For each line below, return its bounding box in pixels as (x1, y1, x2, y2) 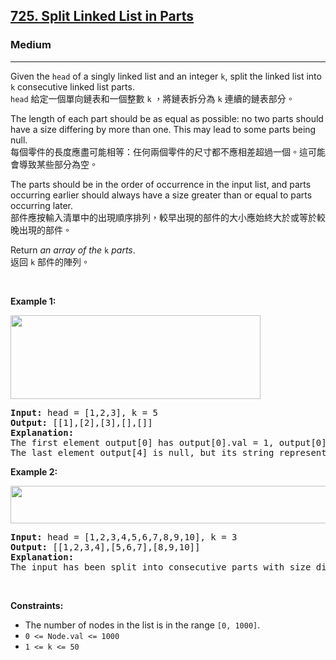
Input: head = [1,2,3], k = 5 (10, 407, 159, 418)
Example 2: (10, 465, 58, 478)
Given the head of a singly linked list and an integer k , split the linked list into (10, 70, 322, 82)
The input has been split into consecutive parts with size (10, 561, 312, 573)
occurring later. (10, 199, 74, 211)
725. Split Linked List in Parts (10, 8, 194, 25)
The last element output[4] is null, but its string (10, 447, 275, 458)
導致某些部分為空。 (18, 158, 98, 170)
